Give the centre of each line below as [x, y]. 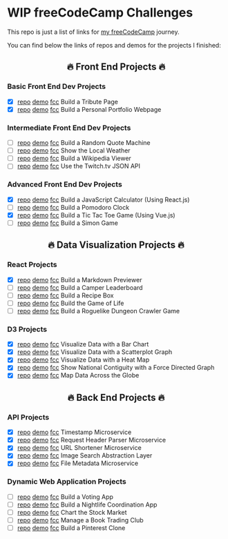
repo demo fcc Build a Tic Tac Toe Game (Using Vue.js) [96, 215]
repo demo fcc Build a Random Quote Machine [84, 143]
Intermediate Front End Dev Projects [69, 128]
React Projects [32, 265]
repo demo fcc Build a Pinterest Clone [71, 528]
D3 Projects [27, 329]
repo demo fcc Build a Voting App [65, 497]
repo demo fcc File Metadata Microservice [78, 463]
